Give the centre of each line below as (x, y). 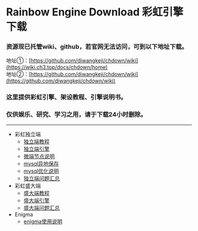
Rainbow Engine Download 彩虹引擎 (95, 12)
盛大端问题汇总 (42, 207)
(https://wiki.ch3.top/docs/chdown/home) (57, 67)
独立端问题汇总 (42, 178)
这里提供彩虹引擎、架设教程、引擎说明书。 (67, 97)
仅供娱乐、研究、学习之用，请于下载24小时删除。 (77, 114)
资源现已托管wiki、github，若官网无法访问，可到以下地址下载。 (97, 47)
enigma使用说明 (43, 221)
